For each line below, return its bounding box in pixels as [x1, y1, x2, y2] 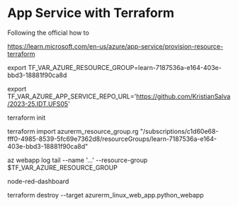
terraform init [7, 113, 46, 122]
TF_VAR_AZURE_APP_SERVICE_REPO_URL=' [7, 92, 137, 101]
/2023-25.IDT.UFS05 [7, 99, 69, 108]
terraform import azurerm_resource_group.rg [7, 127, 139, 135]
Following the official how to [7, 28, 90, 37]
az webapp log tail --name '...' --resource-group [7, 156, 148, 164]
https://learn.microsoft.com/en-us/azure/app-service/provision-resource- [7, 42, 224, 50]
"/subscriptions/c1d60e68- [140, 127, 219, 135]
